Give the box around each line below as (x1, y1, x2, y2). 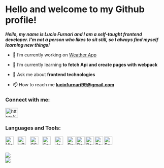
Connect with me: (5, 96, 50, 103)
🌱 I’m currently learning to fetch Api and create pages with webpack (12, 61, 158, 68)
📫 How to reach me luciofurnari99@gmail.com (12, 81, 114, 87)
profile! (5, 14, 37, 26)
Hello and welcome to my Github (5, 4, 145, 15)
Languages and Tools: (5, 124, 61, 131)
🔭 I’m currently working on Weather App (12, 52, 97, 58)
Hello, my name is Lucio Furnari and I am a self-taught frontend (5, 31, 142, 37)
